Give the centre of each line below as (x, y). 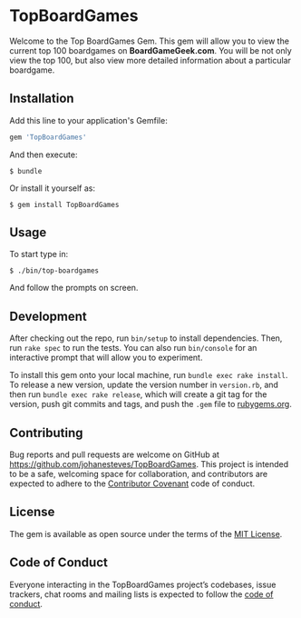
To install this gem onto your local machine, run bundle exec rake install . (149, 375)
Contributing (46, 433)
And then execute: (44, 154)
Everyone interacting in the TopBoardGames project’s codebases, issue (143, 584)
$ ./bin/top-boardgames (54, 271)
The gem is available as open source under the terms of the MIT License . (146, 533)
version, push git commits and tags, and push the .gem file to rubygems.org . (151, 404)
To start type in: (39, 254)
